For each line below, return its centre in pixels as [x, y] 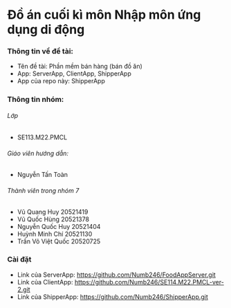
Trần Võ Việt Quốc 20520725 [59, 241]
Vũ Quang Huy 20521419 [53, 212]
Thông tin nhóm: [36, 99]
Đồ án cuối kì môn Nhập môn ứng [104, 15]
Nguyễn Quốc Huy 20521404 [59, 227]
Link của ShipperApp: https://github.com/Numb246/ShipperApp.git [113, 297]
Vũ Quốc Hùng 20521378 [53, 219]
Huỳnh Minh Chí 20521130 [55, 234]
